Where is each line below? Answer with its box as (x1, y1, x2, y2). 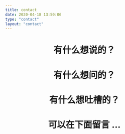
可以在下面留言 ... (48, 119, 121, 130)
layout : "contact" (5, 21, 44, 27)
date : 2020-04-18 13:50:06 (5, 12, 62, 17)
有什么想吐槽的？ (49, 94, 119, 105)
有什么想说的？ (53, 45, 115, 56)
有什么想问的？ (53, 69, 115, 81)
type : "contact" (5, 17, 39, 22)
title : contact (5, 7, 37, 13)
